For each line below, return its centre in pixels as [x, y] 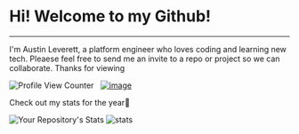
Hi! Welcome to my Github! [110, 16]
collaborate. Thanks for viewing [67, 67]
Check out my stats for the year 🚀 [70, 102]
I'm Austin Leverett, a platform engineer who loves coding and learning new [148, 49]
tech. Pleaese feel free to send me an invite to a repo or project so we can [145, 59]
